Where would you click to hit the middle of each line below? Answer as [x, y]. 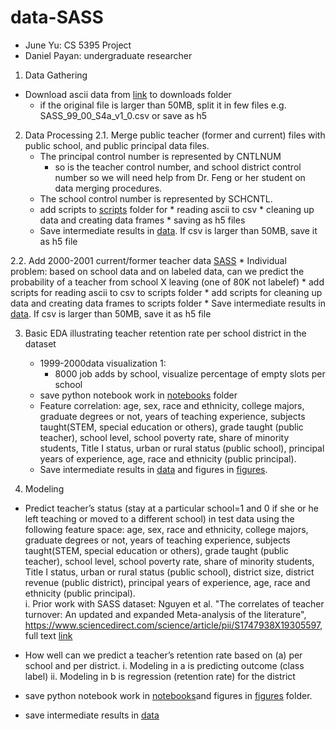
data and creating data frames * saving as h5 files [142, 220]
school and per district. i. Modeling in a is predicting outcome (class [164, 665]
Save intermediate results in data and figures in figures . [153, 469]
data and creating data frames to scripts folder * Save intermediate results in [168, 303]
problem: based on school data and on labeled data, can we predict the [157, 271]
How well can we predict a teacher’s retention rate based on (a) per [163, 655]
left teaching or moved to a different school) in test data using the [159, 518]
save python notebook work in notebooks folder [138, 395]
